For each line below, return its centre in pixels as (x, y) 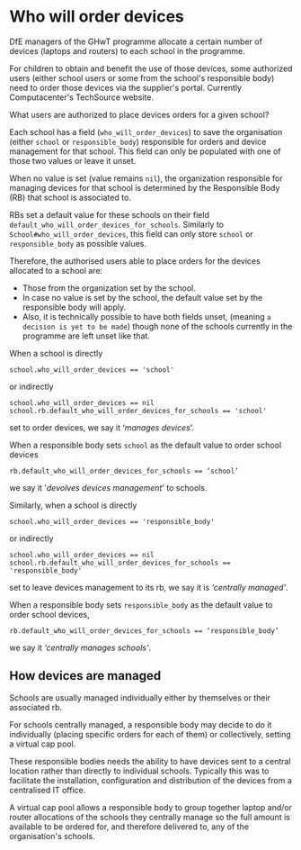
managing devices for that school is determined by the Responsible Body (145, 187)
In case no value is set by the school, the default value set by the (142, 297)
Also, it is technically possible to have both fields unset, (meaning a (146, 316)
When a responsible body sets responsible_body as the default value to (141, 604)
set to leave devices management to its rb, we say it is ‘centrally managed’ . (149, 587)
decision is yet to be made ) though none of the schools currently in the (157, 326)
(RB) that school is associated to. (71, 197)
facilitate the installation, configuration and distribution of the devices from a (150, 780)
